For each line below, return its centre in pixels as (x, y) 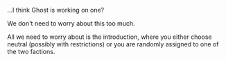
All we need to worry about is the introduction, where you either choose (110, 37)
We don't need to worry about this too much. (71, 23)
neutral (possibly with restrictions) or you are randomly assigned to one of (113, 44)
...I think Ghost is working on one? (56, 10)
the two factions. (31, 52)
